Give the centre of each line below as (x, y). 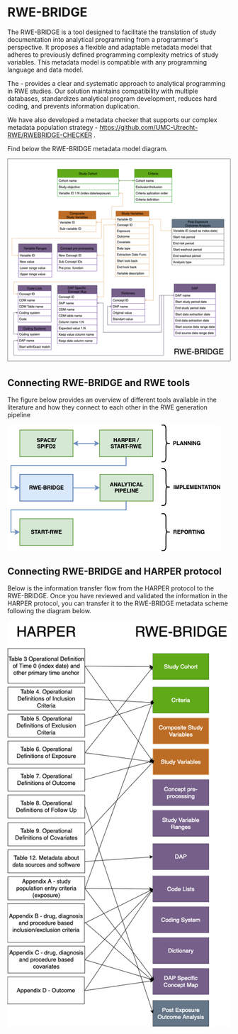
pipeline (19, 415)
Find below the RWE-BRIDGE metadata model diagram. (87, 148)
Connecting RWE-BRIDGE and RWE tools (99, 383)
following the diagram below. (50, 611)
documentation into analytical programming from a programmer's (103, 39)
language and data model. (45, 70)
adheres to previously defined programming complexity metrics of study (113, 55)
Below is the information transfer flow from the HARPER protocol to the (111, 588)
